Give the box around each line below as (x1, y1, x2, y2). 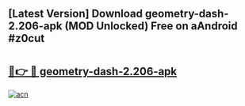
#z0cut (8, 32, 45, 45)
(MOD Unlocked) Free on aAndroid (64, 20, 238, 33)
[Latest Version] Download (8, 7, 144, 21)
